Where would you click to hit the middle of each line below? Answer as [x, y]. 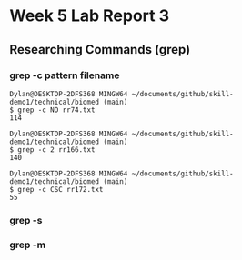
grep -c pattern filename [65, 75]
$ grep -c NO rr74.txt [52, 110]
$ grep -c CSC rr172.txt [56, 189]
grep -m [28, 245]
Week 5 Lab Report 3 [90, 16]
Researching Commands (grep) [100, 50]
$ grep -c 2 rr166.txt [52, 150]
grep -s [26, 220]
